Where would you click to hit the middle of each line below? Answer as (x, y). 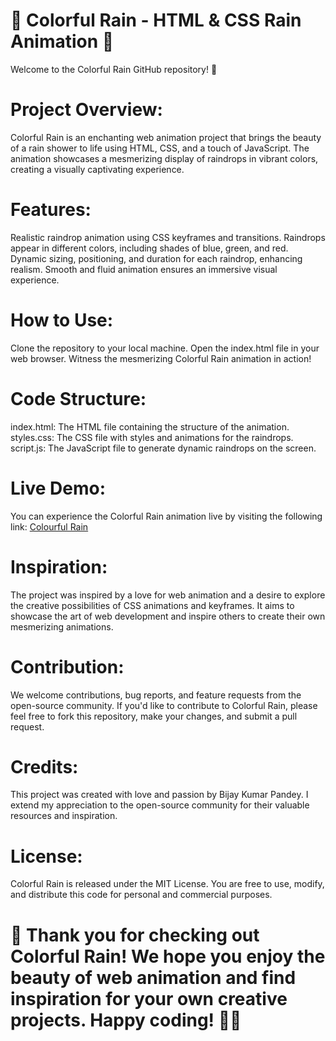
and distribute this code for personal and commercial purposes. (141, 895)
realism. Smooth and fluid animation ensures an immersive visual (144, 269)
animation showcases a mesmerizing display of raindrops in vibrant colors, (164, 158)
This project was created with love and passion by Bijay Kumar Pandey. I (159, 795)
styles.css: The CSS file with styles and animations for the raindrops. (152, 437)
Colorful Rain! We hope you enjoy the (168, 956)
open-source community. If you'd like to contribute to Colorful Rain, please (164, 705)
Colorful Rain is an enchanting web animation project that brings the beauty (166, 137)
